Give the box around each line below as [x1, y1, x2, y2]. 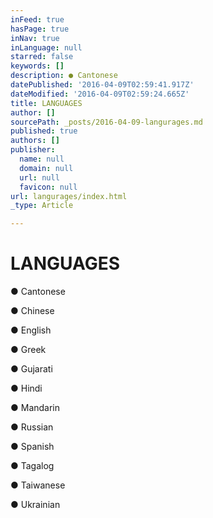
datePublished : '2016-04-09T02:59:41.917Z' [10, 80, 195, 90]
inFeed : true [10, 14, 65, 25]
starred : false [10, 52, 74, 62]
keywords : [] [10, 61, 65, 71]
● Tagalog [10, 460, 55, 472]
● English [10, 324, 52, 336]
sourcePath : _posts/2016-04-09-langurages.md [10, 117, 203, 127]
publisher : [10, 145, 56, 155]
